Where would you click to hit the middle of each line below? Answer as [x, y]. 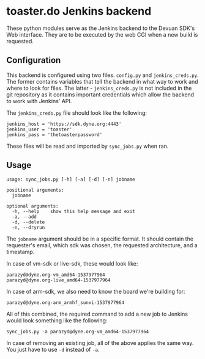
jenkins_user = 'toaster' [39, 129]
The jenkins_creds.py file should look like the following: [77, 113]
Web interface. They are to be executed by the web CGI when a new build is [102, 34]
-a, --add [24, 217]
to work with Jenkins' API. [39, 101]
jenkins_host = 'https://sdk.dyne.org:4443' [64, 124]
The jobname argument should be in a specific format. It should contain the [100, 239]
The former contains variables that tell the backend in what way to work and [102, 81]
